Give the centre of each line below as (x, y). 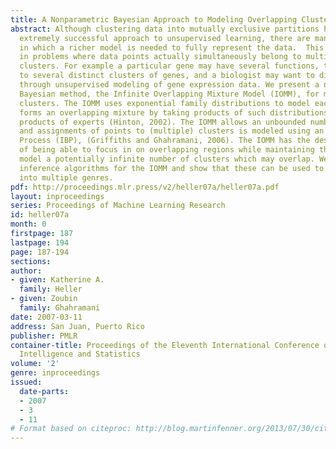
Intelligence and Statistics (80, 354)
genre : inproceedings (55, 373)
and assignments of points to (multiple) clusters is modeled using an (172, 131)
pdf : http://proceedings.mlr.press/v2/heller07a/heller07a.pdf (145, 187)
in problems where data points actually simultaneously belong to (160, 57)
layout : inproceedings (57, 196)
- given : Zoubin (44, 299)
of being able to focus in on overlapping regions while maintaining (167, 150)
